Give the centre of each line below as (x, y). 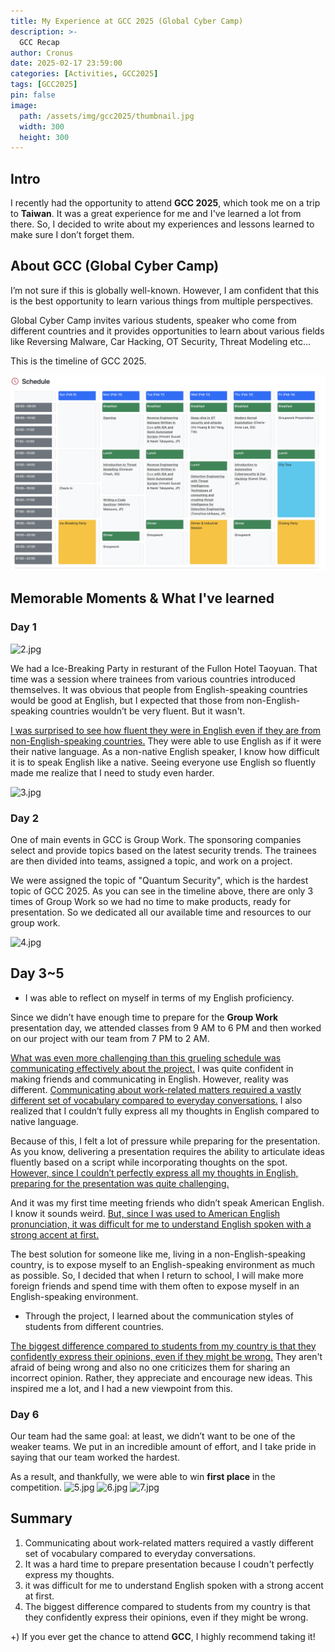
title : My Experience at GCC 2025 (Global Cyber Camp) (127, 21)
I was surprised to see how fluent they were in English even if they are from (166, 730)
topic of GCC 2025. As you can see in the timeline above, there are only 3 (162, 891)
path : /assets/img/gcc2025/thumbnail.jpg (107, 116)
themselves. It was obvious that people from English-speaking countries (159, 689)
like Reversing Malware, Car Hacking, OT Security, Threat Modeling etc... (161, 341)
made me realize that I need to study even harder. (112, 772)
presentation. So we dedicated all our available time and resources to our (161, 912)
